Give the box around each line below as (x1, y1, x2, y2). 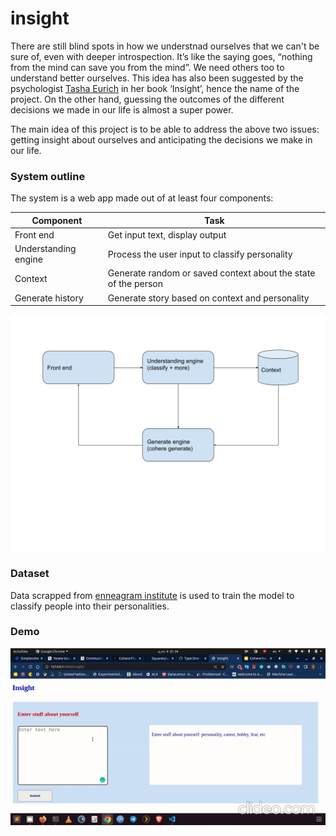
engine (14, 253, 43, 266)
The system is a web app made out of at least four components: (10, 192, 274, 204)
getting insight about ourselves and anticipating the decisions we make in (10, 133, 313, 146)
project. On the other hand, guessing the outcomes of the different (10, 93, 285, 105)
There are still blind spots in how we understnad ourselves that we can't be (10, 40, 320, 52)
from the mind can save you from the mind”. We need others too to (10, 61, 285, 73)
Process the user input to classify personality (107, 248, 293, 260)
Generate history (14, 292, 84, 304)
